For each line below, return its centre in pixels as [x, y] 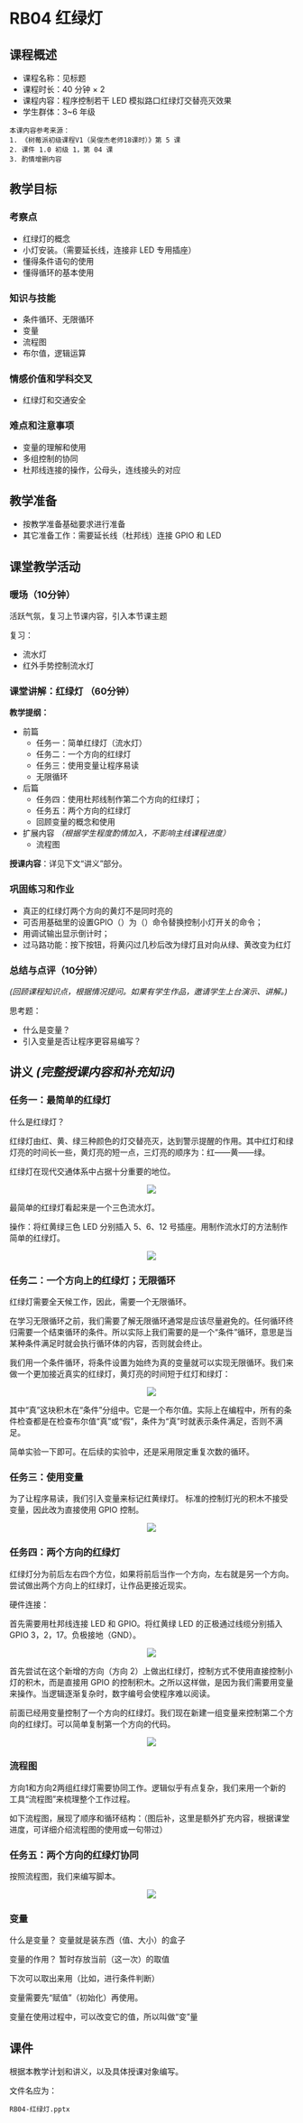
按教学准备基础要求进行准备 [74, 524]
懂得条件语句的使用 [58, 261]
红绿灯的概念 [46, 238]
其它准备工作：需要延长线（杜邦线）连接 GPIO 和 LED [122, 535]
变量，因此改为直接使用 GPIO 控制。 [77, 1510]
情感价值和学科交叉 [51, 378]
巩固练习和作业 [42, 890]
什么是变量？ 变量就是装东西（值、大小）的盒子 [97, 1940]
